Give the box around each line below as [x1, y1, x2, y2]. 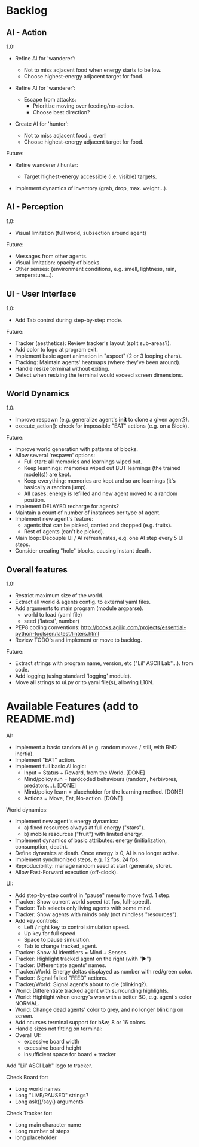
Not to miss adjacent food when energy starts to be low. [23, 66, 162, 74]
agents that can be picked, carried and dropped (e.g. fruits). [23, 521, 172, 529]
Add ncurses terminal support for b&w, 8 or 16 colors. [14, 1019, 146, 1026]
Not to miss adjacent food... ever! [23, 132, 106, 139]
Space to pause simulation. [23, 936, 91, 944]
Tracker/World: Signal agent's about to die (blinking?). [14, 981, 148, 988]
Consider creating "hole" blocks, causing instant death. [14, 547, 151, 554]
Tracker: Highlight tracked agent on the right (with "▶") [14, 955, 151, 963]
